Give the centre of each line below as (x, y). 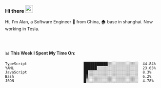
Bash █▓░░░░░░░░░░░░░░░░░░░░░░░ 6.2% (78, 77)
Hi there (15, 11)
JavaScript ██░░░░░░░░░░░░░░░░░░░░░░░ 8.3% (78, 72)
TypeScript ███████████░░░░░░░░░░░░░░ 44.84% (80, 64)
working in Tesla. (22, 29)
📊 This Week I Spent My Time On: (40, 53)
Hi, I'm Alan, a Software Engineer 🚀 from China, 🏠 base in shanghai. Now (79, 22)
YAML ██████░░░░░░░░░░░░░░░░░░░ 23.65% (80, 68)
